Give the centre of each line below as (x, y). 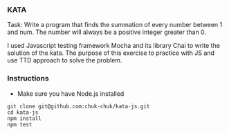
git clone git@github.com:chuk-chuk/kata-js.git (79, 106)
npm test (20, 124)
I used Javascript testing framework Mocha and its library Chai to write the (113, 46)
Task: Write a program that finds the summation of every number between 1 (115, 25)
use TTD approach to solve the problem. (65, 60)
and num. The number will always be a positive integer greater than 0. (107, 32)
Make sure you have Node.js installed (71, 93)
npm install (24, 118)
